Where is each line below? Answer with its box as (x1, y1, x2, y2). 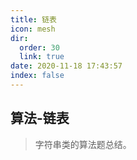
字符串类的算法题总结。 (34, 138, 132, 150)
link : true (19, 52, 65, 62)
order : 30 (19, 42, 60, 53)
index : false (10, 71, 65, 81)
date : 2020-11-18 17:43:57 (10, 61, 123, 71)
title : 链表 (10, 14, 57, 25)
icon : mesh (10, 24, 56, 34)
